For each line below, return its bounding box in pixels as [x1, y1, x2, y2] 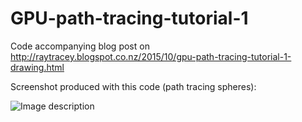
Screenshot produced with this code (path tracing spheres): [10, 80, 257, 92]
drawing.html [10, 61, 65, 73]
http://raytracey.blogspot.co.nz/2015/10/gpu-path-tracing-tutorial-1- [10, 50, 292, 62]
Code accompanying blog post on [10, 40, 150, 52]
